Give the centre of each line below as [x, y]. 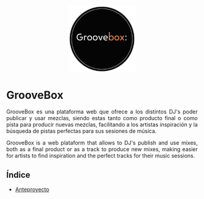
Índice [18, 175]
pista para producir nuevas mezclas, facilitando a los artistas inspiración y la [102, 125]
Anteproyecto [32, 189]
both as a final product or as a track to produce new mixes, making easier [102, 149]
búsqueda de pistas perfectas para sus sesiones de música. [81, 131]
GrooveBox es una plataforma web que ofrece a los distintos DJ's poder [102, 112]
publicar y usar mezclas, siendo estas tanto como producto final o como [102, 118]
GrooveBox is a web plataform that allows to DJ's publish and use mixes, [102, 143]
